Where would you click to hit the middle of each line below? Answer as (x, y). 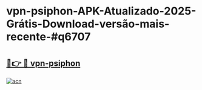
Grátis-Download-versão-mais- (88, 24)
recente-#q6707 (49, 37)
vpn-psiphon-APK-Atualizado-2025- (101, 11)
